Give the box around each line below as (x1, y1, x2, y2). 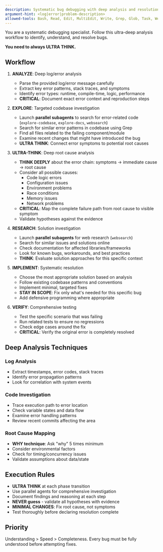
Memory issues (26, 195, 58, 201)
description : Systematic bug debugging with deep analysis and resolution (5, 7, 160, 12)
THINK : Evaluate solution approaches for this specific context (19, 255, 143, 261)
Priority (5, 523, 28, 532)
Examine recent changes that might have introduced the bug (19, 135, 141, 141)
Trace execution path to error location (12, 402, 88, 408)
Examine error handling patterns (12, 413, 77, 418)
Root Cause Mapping (5, 430, 56, 437)
